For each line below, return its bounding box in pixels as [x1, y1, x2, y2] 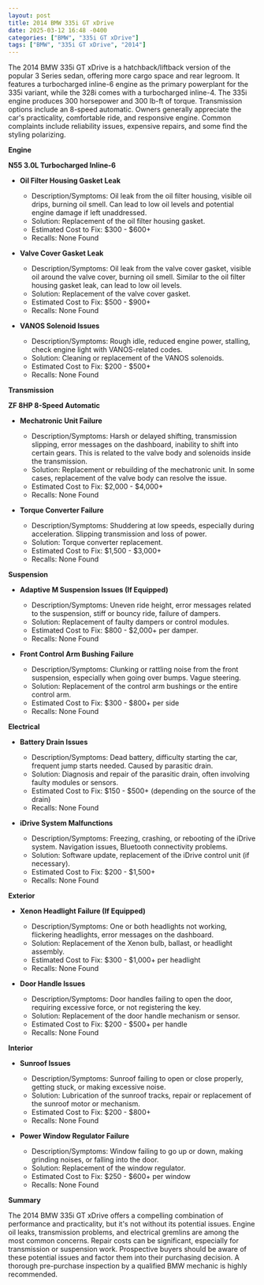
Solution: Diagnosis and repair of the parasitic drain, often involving [31, 769, 251, 779]
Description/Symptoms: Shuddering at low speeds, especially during [31, 521, 255, 531]
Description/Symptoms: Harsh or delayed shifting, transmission [31, 432, 237, 441]
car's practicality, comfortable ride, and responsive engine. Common [8, 113, 232, 123]
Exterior [8, 891, 35, 901]
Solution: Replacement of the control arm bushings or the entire [31, 682, 238, 691]
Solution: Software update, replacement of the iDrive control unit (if [31, 851, 250, 860]
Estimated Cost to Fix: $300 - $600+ [31, 225, 151, 234]
